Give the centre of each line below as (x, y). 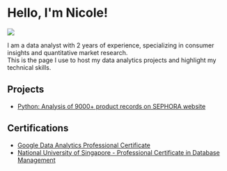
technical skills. (29, 67)
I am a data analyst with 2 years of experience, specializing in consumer (111, 45)
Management (36, 160)
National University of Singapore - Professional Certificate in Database (119, 152)
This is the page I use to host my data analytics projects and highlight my (112, 60)
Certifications (38, 128)
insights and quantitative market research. (68, 52)
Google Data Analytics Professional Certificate (84, 145)
